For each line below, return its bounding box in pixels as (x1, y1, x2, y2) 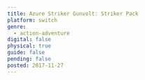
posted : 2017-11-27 (7, 62, 64, 69)
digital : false (7, 36, 52, 43)
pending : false (7, 56, 52, 63)
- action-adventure (13, 29, 70, 37)
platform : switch (7, 17, 58, 24)
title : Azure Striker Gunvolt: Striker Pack (7, 10, 139, 17)
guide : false (7, 49, 45, 56)
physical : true (7, 42, 52, 49)
